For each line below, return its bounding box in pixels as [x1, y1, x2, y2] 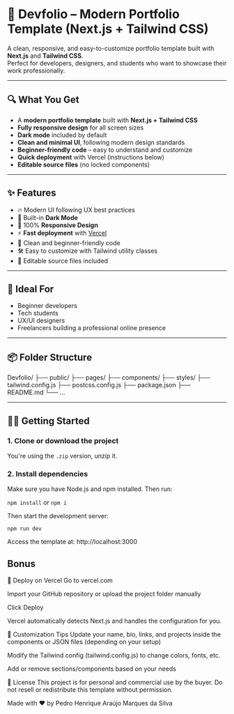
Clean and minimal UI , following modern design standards [17, 138, 185, 146]
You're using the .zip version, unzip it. [7, 451, 118, 460]
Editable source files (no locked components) [17, 160, 150, 169]
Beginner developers [17, 302, 78, 310]
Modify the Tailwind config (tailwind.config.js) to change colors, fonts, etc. [7, 651, 221, 659]
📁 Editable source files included [17, 256, 109, 265]
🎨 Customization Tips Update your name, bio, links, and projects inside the [7, 630, 221, 638]
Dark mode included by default [17, 130, 107, 139]
